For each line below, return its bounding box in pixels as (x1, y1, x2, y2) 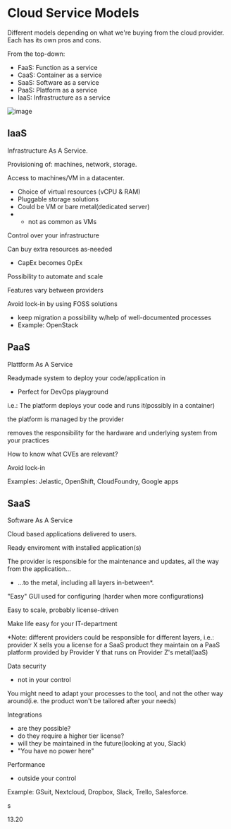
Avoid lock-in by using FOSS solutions (7, 299, 118, 308)
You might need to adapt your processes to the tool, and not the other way (7, 689, 223, 698)
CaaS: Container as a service (17, 71, 102, 79)
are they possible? (17, 724, 71, 733)
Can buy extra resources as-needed (7, 245, 113, 253)
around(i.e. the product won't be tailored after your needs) (7, 697, 177, 705)
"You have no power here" (17, 747, 94, 755)
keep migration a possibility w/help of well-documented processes (17, 313, 211, 322)
